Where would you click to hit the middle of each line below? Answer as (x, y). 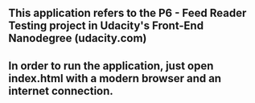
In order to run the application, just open (111, 66)
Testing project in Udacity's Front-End (106, 26)
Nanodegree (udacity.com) (78, 38)
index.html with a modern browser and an (115, 78)
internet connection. (61, 91)
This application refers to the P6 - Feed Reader (127, 13)
